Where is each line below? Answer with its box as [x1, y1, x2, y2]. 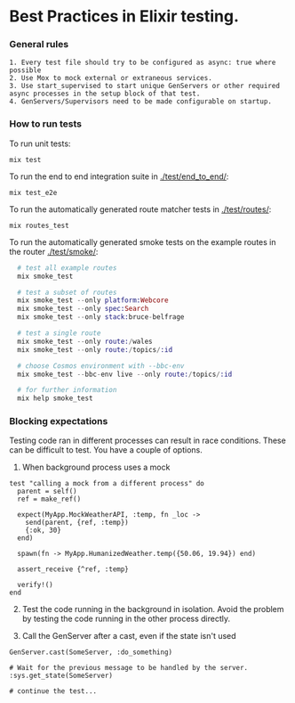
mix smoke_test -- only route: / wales [17, 337, 153, 346]
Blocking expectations [9, 415, 108, 428]
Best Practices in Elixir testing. [9, 6, 240, 27]
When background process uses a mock [21, 462, 171, 473]
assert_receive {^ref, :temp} [17, 565, 129, 574]
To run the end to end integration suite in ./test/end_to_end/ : [9, 171, 229, 182]
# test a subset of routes [17, 288, 117, 297]
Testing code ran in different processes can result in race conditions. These [9, 435, 286, 446]
